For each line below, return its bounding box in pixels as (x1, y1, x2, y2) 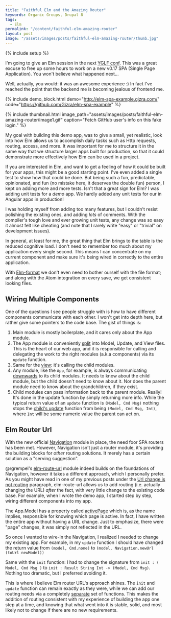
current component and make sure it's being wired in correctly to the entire (5, 254, 163, 260)
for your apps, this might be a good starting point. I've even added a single (5, 169, 162, 175)
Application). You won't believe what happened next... (5, 70, 119, 77)
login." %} (5, 122, 27, 128)
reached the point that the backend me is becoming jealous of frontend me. (5, 86, 164, 92)
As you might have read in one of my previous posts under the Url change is (5, 476, 165, 482)
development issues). (5, 228, 51, 234)
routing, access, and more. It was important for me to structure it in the (5, 142, 154, 149)
